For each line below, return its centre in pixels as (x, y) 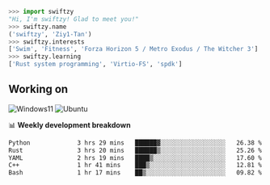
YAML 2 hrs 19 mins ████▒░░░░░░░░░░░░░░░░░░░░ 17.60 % (135, 158)
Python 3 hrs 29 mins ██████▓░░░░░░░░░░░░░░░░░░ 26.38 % (135, 143)
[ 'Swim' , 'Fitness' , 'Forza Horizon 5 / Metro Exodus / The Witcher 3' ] (133, 49)
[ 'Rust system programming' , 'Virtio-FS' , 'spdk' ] (95, 65)
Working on (38, 89)
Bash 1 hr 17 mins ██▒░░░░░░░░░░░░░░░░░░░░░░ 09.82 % (135, 173)
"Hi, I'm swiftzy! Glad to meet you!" (74, 19)
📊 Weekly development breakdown (70, 124)
